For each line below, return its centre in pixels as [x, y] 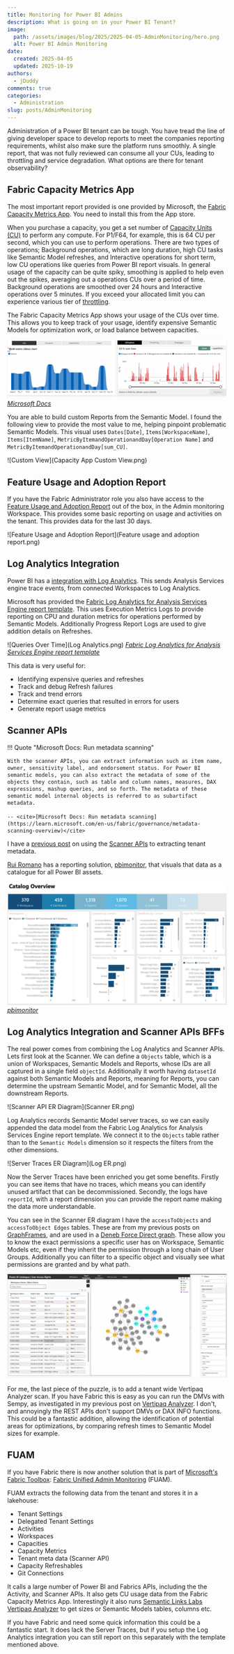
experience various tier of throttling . [59, 301]
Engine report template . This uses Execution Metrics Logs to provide [106, 609]
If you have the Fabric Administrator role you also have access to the [106, 499]
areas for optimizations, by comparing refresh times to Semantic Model [109, 1425]
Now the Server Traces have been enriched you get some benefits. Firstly [113, 1177]
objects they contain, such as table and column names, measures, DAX [112, 782]
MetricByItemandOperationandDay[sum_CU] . [68, 447]
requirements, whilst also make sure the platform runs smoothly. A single [111, 146]
